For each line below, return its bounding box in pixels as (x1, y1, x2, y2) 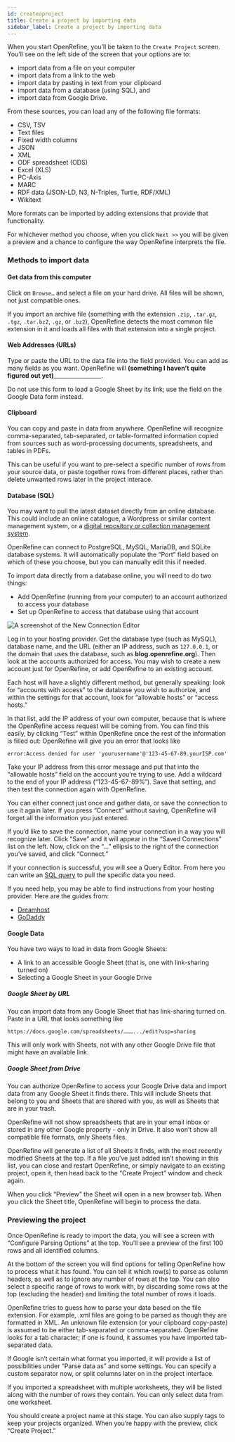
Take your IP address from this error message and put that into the (7, 763, 200, 771)
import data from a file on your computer (17, 64, 135, 72)
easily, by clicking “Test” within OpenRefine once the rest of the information (7, 729, 227, 738)
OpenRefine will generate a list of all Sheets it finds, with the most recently (7, 1147, 222, 1155)
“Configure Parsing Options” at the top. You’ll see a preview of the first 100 (7, 1239, 224, 1247)
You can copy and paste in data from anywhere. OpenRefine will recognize (7, 423, 223, 433)
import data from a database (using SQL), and (17, 86, 151, 95)
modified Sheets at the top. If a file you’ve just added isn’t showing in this (7, 1154, 219, 1163)
